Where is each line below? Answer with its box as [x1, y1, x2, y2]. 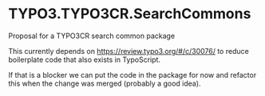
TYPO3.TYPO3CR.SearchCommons [8, 5, 251, 23]
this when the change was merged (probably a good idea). [8, 79, 201, 88]
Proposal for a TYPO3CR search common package [8, 31, 176, 40]
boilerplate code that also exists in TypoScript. [8, 55, 161, 64]
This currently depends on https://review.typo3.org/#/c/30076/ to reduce [8, 46, 249, 56]
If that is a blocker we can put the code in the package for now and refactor [8, 70, 257, 79]
